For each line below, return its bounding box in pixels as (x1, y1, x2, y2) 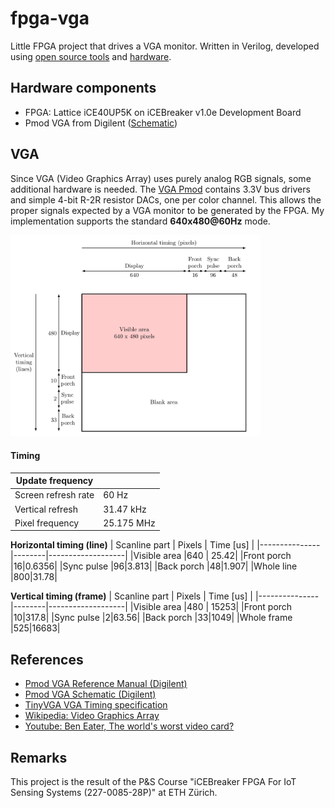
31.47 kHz (103, 503, 147, 515)
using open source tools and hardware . (10, 50, 172, 62)
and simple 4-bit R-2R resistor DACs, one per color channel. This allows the (10, 193, 322, 206)
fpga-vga (10, 7, 90, 30)
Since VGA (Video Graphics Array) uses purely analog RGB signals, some (10, 172, 312, 184)
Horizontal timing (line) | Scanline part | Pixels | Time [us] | (10, 539, 255, 551)
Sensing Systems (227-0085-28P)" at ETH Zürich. (10, 787, 218, 799)
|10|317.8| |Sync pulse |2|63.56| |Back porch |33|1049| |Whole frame (10, 612, 293, 624)
